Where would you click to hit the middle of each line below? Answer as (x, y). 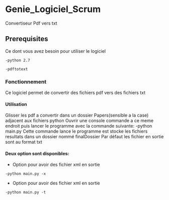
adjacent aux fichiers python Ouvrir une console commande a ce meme (79, 121)
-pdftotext (17, 69)
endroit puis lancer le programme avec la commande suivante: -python (79, 126)
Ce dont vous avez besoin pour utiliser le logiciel (56, 51)
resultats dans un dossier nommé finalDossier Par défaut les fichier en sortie (84, 137)
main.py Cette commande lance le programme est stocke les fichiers (76, 131)
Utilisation (16, 104)
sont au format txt (24, 142)
